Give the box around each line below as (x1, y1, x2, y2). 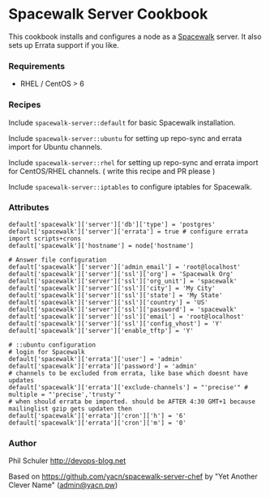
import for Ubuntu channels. (8, 142, 103, 151)
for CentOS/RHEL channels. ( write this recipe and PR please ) (8, 166, 216, 176)
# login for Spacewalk (8, 347, 85, 356)
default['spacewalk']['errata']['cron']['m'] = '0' (8, 419, 186, 427)
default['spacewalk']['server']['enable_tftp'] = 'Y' (8, 326, 195, 334)
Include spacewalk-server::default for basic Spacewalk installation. (8, 117, 236, 127)
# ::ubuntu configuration (8, 341, 96, 349)
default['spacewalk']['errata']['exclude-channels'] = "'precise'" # (8, 383, 249, 391)
